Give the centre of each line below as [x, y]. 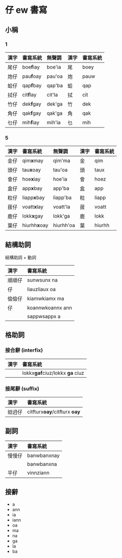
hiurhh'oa [64, 226]
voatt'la [62, 207]
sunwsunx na [42, 280]
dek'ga [55, 104]
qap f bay [32, 85]
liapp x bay [34, 197]
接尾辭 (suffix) [22, 389]
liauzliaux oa [42, 289]
